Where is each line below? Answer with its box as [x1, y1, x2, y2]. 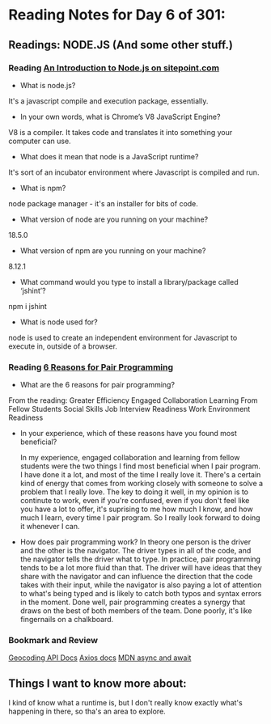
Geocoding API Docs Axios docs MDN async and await [8, 653, 192, 663]
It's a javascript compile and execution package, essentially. [8, 95, 209, 106]
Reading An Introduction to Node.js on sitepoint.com [8, 62, 220, 74]
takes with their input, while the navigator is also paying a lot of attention [19, 580, 262, 590]
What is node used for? [19, 317, 99, 327]
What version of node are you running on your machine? [19, 214, 209, 224]
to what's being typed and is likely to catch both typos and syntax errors [19, 589, 262, 599]
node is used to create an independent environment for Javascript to [8, 332, 238, 342]
